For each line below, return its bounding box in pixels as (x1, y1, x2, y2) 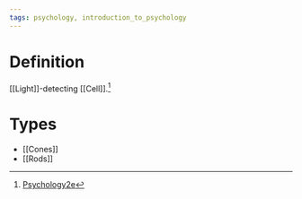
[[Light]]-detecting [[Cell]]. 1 (9, 82, 111, 94)
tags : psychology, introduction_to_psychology (9, 13, 187, 22)
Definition (9, 51, 85, 72)
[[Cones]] (22, 144, 58, 155)
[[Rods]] (22, 153, 54, 164)
